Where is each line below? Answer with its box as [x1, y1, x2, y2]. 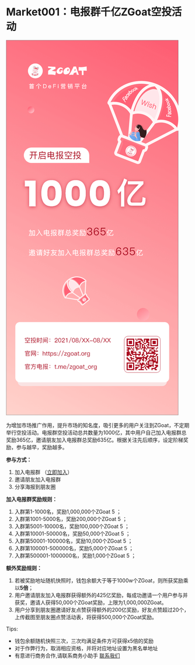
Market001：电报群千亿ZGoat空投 [6, 5, 172, 19]
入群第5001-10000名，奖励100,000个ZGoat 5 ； [14, 523, 130, 530]
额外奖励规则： [6, 564, 42, 571]
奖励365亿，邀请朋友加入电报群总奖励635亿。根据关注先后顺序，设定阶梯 [6, 436, 184, 443]
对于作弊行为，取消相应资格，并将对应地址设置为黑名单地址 [14, 644, 158, 652]
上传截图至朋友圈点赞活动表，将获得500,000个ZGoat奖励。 [14, 613, 158, 620]
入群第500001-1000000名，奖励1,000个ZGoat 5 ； [14, 552, 137, 559]
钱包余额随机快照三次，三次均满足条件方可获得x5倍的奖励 [14, 637, 154, 644]
